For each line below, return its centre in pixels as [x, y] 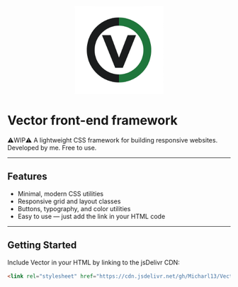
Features [27, 177]
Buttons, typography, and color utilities [74, 208]
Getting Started [42, 246]
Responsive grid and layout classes [69, 201]
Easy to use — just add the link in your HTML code [91, 216]
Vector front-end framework [93, 121]
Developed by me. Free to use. [52, 147]
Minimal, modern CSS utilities [61, 193]
